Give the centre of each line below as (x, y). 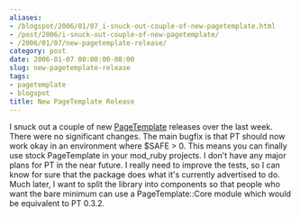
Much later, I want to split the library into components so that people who (145, 185)
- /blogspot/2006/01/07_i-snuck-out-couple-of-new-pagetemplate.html (143, 26)
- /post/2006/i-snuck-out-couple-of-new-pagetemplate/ (114, 34)
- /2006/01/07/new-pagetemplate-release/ (88, 43)
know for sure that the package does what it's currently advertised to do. (145, 175)
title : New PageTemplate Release (72, 101)
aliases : (26, 18)
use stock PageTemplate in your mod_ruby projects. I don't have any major (148, 156)
